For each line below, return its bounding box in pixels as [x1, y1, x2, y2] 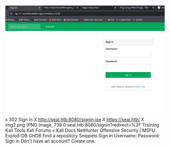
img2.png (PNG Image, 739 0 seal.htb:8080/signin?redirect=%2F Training [5, 122, 159, 128]
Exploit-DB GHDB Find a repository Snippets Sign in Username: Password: [5, 133, 160, 139]
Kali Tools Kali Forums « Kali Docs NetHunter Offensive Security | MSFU [5, 127, 155, 133]
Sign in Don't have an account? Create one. [5, 138, 96, 144]
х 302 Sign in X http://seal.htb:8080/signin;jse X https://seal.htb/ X [5, 117, 144, 123]
